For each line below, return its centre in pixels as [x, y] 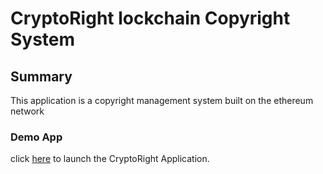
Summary [41, 76]
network [27, 111]
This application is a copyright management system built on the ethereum [162, 100]
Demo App [36, 137]
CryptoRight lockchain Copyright [150, 18]
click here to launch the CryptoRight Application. [110, 159]
